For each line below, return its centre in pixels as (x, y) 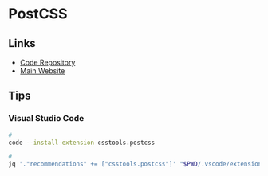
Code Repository (47, 62)
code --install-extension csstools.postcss (82, 143)
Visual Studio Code (46, 119)
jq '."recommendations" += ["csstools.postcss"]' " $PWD (103, 164)
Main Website (42, 71)
